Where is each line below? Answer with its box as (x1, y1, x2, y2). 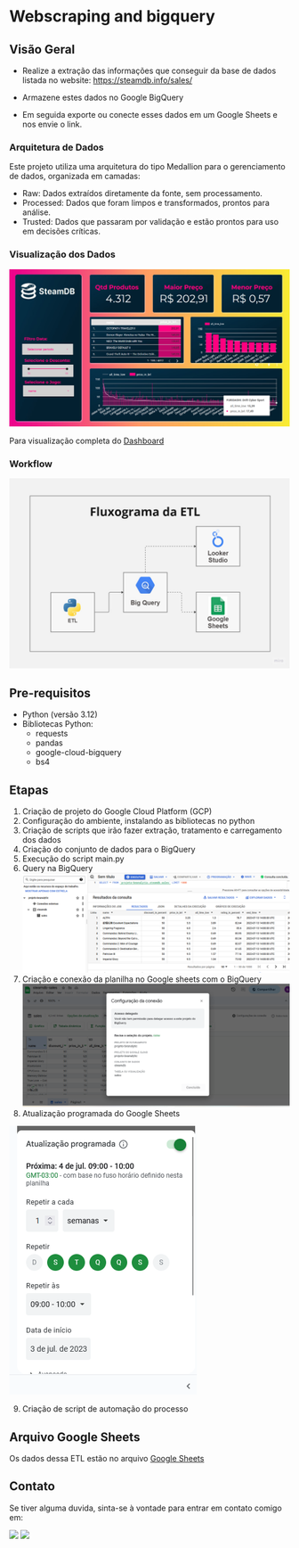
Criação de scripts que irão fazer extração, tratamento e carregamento (21, 825, 283, 836)
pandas (35, 737, 64, 748)
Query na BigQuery (21, 863, 93, 874)
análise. (21, 207, 52, 218)
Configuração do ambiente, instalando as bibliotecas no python (21, 816, 255, 827)
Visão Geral (9, 42, 76, 57)
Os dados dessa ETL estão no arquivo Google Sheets (9, 1453, 205, 1463)
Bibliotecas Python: (21, 719, 93, 729)
